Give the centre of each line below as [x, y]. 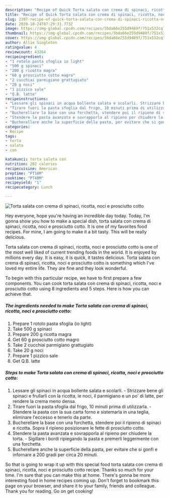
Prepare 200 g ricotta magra [42, 334]
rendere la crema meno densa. [44, 401]
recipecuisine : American [31, 169]
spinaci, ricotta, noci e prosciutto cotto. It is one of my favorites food [76, 226]
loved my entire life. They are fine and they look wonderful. [66, 268]
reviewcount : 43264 [26, 52]
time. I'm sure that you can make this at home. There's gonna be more [78, 475]
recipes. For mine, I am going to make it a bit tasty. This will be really [76, 232]
